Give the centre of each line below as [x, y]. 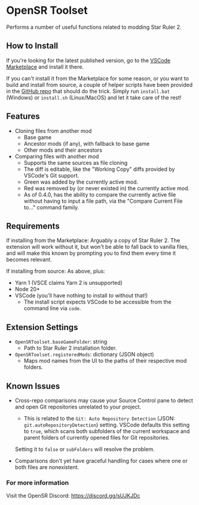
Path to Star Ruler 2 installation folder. [70, 348]
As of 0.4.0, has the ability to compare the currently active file [100, 194]
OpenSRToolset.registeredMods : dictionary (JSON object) [84, 354]
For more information [38, 482]
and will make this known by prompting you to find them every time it [91, 253]
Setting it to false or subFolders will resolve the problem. [85, 449]
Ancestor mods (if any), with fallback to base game [87, 143]
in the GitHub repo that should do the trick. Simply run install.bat [88, 91]
